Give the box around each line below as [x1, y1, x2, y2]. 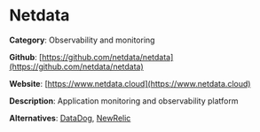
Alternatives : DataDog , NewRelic [9, 113, 131, 123]
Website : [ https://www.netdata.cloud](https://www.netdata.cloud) [9, 78, 251, 89]
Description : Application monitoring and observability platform [9, 95, 239, 106]
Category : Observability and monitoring [9, 35, 155, 45]
